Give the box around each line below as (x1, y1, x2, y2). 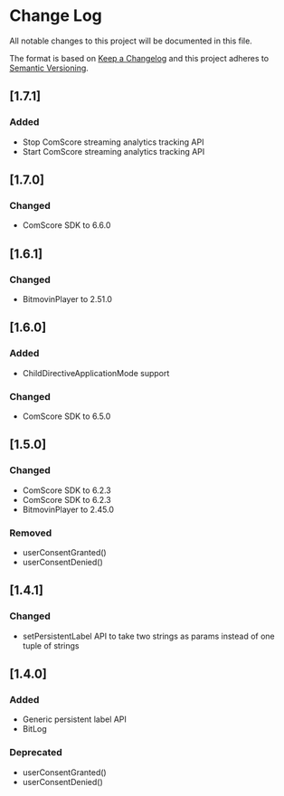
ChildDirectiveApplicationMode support (22, 367, 170, 378)
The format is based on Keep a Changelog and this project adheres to (9, 52, 270, 63)
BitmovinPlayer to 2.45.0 (22, 504, 115, 515)
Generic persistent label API (22, 714, 127, 725)
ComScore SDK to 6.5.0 (22, 411, 111, 422)
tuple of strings (22, 640, 80, 651)
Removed (9, 526, 52, 539)
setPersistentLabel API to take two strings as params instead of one (22, 630, 276, 641)
